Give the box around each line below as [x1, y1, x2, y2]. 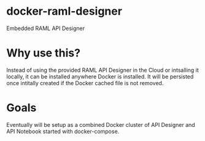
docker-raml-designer [6, 4, 123, 18]
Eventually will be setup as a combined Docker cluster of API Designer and [6, 121, 195, 128]
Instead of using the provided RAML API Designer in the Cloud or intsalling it [6, 66, 199, 74]
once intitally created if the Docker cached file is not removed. [6, 79, 164, 86]
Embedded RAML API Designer [6, 25, 85, 32]
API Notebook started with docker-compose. [6, 128, 120, 135]
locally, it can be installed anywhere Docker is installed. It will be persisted [6, 72, 194, 80]
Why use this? [6, 46, 81, 60]
